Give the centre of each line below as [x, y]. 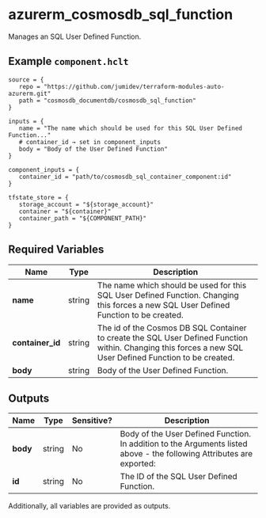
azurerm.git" [30, 93]
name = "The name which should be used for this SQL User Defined [131, 128]
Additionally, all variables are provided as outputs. [89, 506]
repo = [30, 86]
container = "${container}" [65, 211]
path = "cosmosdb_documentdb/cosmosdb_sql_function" [107, 101]
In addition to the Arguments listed [184, 444]
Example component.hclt [68, 61]
